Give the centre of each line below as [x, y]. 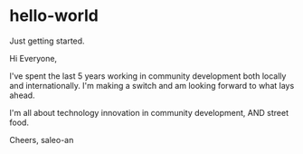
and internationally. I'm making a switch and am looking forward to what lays [152, 85]
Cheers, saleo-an [42, 140]
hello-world [54, 16]
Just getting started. [47, 41]
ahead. [22, 95]
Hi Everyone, [33, 58]
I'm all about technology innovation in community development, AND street [149, 112]
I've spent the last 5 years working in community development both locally [148, 76]
